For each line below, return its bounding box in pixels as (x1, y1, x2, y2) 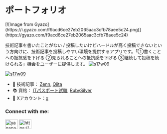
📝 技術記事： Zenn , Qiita (12, 81, 62, 87)
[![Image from (5, 21, 33, 27)
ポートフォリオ (5, 4, 67, 16)
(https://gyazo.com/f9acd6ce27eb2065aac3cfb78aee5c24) (5, 32, 128, 38)
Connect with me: (5, 108, 49, 115)
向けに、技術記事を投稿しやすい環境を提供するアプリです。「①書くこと (13, 48, 162, 54)
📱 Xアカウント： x (12, 95, 49, 101)
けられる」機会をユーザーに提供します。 (5, 61, 88, 67)
